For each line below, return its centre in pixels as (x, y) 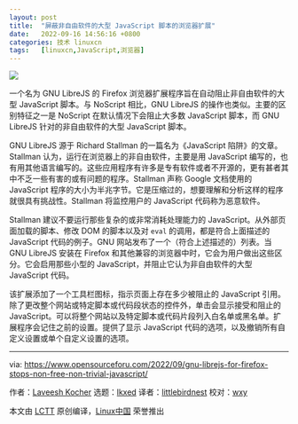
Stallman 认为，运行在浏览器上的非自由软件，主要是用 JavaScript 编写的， (145, 157)
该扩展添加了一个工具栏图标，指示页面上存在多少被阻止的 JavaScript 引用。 (148, 294)
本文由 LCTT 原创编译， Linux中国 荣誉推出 (87, 411)
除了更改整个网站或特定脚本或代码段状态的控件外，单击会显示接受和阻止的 (145, 305)
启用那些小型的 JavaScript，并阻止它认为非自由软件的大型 (146, 264)
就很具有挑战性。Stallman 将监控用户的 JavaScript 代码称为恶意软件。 (137, 201)
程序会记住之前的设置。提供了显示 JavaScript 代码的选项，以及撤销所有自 (151, 327)
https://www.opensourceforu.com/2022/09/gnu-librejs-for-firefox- (146, 365)
